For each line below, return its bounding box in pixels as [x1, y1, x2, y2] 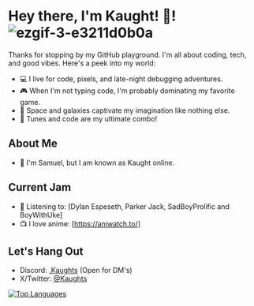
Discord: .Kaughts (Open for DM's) [19, 266, 133, 275]
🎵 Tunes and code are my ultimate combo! [19, 114, 158, 123]
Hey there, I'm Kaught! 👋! [8, 7, 177, 25]
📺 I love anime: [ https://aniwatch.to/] [19, 218, 140, 228]
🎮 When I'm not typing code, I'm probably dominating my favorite [19, 86, 235, 95]
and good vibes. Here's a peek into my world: [8, 58, 156, 68]
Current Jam [8, 181, 72, 194]
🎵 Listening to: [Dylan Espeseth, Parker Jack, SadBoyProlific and [19, 201, 230, 211]
